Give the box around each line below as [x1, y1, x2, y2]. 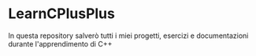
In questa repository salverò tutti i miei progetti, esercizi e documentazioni [8, 31, 249, 40]
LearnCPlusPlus [8, 5, 116, 23]
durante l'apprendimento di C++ [8, 39, 113, 48]
